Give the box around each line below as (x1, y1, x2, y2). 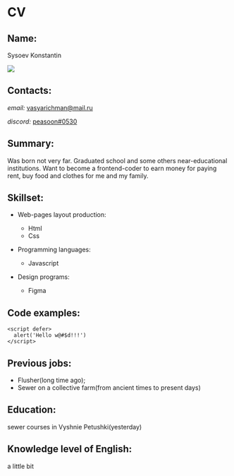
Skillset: (7, 192, 44, 204)
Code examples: (7, 307, 80, 319)
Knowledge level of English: (7, 443, 133, 456)
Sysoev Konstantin (7, 51, 62, 59)
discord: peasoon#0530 (7, 117, 78, 126)
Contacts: (7, 85, 52, 97)
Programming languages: (17, 245, 92, 254)
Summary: (7, 138, 54, 150)
